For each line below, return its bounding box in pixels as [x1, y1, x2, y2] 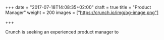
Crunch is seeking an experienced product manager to [5, 29, 119, 34]
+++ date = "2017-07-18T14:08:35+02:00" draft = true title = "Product [5, 4, 151, 10]
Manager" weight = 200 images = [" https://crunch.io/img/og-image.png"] [5, 9, 159, 15]
